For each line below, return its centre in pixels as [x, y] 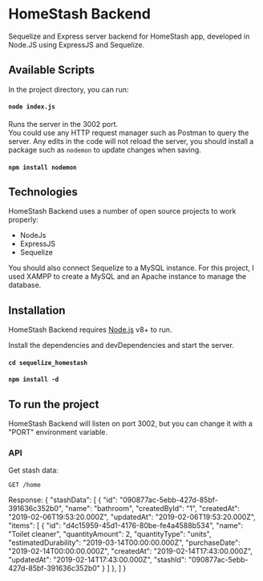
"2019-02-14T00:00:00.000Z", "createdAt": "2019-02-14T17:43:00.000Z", [130, 551]
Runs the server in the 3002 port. [63, 124]
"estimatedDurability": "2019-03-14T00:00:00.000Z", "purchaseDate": [124, 542]
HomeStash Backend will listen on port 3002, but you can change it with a [130, 423]
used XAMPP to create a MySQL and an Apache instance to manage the [127, 276]
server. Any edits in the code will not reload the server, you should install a [131, 141]
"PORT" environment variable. [58, 432]
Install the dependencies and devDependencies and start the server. [121, 346]
